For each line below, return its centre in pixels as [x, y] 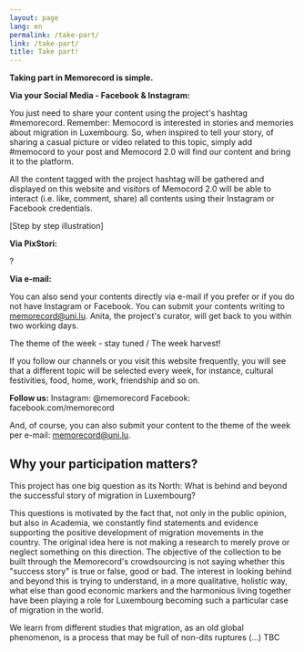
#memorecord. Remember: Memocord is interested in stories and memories [152, 123]
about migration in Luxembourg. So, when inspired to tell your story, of [142, 132]
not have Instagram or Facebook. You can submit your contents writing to [147, 306]
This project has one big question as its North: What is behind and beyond [148, 485]
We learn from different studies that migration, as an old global [127, 627]
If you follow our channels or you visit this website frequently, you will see [148, 361]
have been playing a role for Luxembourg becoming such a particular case [149, 600]
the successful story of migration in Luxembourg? [102, 495]
